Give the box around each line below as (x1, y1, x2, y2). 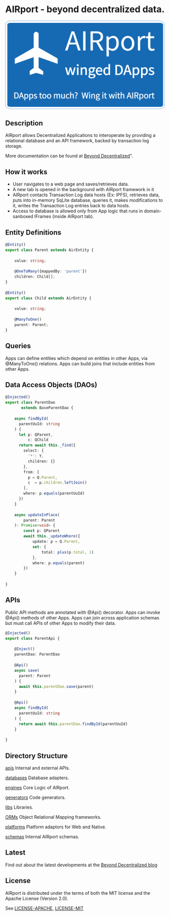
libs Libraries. (5, 804, 34, 810)
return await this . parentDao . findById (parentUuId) (18, 721, 128, 726)
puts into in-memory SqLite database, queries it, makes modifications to (12, 197, 163, 203)
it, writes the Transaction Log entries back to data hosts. (12, 203, 131, 209)
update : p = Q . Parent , (32, 539, 80, 544)
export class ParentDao (5, 400, 56, 405)
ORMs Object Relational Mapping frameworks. (5, 814, 102, 820)
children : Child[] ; (14, 274, 56, 279)
